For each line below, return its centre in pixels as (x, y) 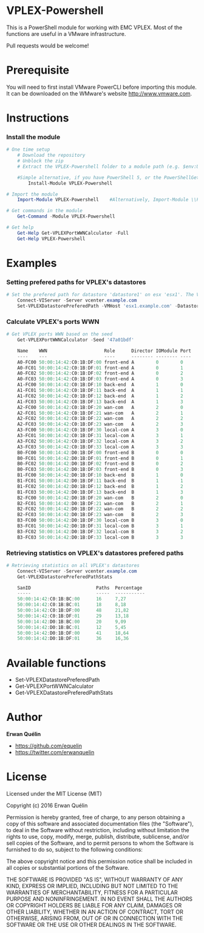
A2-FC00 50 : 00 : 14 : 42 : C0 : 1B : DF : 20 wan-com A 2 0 (100, 407)
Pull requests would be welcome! (48, 46)
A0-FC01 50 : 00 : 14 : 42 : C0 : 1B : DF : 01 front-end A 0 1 (100, 368)
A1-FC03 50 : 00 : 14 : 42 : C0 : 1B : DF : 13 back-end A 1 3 (100, 402)
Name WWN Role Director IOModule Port (104, 351)
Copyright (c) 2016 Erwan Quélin (47, 805)
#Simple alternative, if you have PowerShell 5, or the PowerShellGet (108, 177)
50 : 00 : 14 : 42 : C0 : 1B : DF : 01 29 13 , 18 (73, 616)
